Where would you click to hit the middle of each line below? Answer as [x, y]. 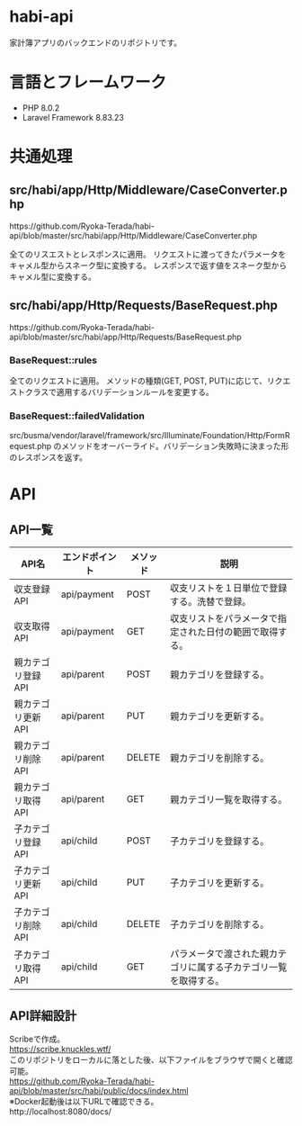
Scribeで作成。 [37, 1039]
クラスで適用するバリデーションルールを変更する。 [119, 392]
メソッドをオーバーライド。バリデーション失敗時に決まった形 [175, 446]
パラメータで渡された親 [220, 954]
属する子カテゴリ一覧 [242, 968]
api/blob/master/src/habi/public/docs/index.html [99, 1091]
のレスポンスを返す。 [49, 457]
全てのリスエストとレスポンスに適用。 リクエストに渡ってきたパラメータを [148, 254]
